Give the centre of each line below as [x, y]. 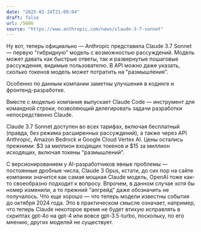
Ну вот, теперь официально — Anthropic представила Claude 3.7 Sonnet [99, 46]
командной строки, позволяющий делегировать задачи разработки [94, 108]
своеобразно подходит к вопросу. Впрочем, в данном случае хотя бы [104, 183]
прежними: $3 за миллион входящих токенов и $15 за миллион [88, 146]
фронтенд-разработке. [36, 90]
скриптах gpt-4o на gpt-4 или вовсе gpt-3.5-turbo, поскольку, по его [95, 216]
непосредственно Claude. [40, 115]
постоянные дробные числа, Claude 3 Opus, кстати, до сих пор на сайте [100, 171]
